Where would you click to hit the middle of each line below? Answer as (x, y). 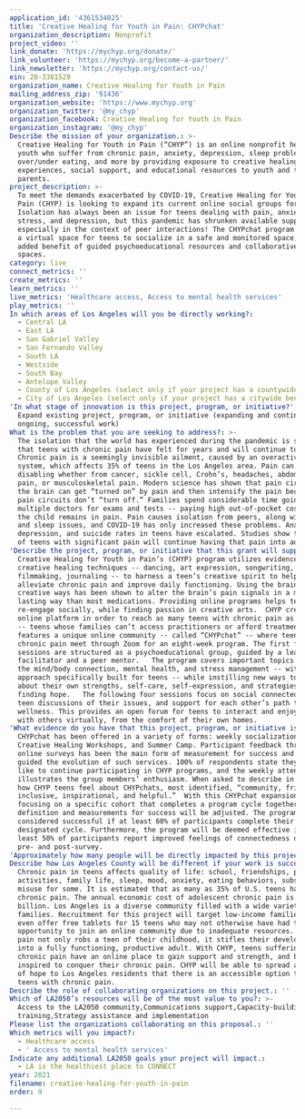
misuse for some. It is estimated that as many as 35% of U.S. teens (152, 889)
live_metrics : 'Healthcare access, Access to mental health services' (146, 297)
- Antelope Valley (53, 382)
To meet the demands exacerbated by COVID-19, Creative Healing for (150, 196)
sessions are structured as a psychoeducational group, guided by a (150, 652)
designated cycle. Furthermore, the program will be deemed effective (154, 830)
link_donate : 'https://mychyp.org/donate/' (93, 52)
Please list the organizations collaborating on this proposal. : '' (142, 1024)
